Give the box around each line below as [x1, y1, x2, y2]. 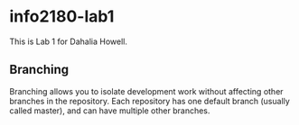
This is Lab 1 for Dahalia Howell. [9, 36, 128, 47]
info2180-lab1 [9, 6, 115, 27]
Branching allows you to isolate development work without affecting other [9, 85, 284, 96]
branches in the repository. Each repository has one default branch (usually [9, 95, 291, 106]
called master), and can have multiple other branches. [9, 105, 210, 116]
